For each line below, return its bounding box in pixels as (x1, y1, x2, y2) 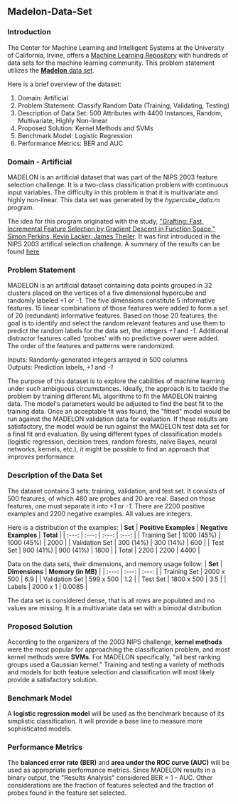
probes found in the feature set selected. (7, 788, 127, 797)
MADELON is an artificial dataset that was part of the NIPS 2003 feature (7, 172, 218, 181)
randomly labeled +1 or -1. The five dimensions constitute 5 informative (7, 296, 215, 305)
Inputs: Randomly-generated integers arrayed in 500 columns (7, 355, 188, 364)
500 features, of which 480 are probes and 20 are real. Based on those (7, 494, 216, 503)
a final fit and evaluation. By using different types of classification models (7, 430, 222, 439)
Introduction (7, 27, 51, 37)
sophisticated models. (7, 724, 72, 733)
